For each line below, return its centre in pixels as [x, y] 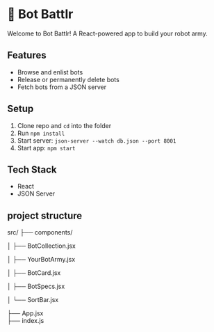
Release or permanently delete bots [68, 79]
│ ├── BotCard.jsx [34, 273]
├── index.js [26, 321]
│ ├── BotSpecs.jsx [36, 286]
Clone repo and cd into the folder [64, 125]
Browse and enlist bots [50, 72]
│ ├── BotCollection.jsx [42, 246]
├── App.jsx [25, 313]
